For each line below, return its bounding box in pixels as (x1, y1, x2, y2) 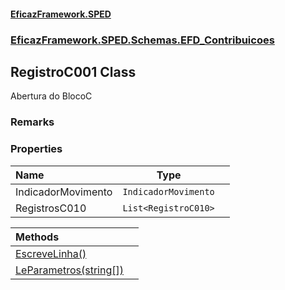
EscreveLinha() (15, 246, 87, 260)
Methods (15, 230, 60, 244)
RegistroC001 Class (10, 63, 137, 80)
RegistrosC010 (15, 201, 87, 215)
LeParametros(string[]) (15, 263, 124, 277)
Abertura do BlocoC (10, 90, 93, 102)
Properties (10, 142, 63, 156)
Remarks (10, 115, 55, 129)
